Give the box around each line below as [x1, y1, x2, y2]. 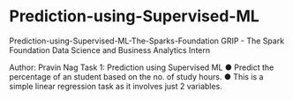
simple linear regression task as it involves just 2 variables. [9, 81, 222, 91]
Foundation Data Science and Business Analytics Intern [9, 44, 211, 55]
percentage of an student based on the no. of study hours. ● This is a [9, 71, 264, 81]
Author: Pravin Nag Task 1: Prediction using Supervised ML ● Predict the [9, 62, 274, 73]
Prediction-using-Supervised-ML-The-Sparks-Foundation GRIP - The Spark [9, 35, 285, 46]
